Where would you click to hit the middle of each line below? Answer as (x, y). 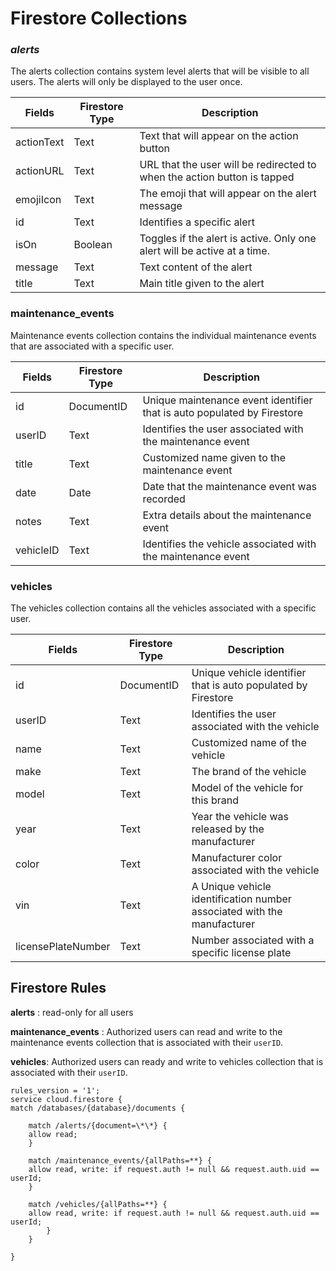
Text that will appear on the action (219, 136)
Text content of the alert (196, 267)
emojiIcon (38, 200)
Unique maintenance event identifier (227, 400)
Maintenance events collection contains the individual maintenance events (163, 335)
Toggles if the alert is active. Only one (228, 239)
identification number (241, 899)
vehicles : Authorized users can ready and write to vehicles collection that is (167, 1061)
